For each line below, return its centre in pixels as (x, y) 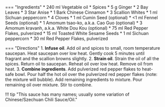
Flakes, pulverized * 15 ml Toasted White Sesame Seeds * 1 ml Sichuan (77, 33)
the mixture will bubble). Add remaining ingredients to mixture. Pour (74, 79)
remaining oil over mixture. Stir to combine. (49, 85)
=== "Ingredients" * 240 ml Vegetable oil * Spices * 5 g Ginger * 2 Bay (77, 7)
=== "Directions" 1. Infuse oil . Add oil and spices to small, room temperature (82, 48)
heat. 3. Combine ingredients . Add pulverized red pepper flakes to (73, 69)
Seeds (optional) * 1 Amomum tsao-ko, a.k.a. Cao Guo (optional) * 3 (74, 23)
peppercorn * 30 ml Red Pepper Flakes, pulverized (57, 38)
